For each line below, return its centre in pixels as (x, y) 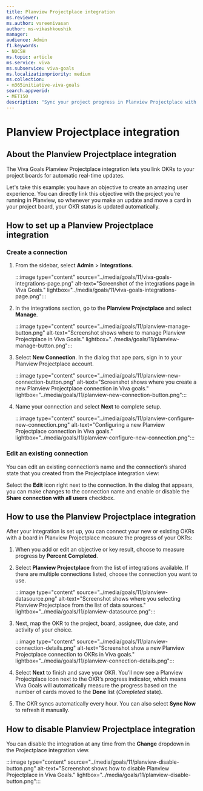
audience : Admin (27, 40)
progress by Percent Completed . (56, 556)
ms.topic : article (29, 57)
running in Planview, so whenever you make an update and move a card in (99, 200)
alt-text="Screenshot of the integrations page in (135, 284)
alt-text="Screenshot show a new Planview (131, 648)
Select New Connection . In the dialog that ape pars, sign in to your (98, 358)
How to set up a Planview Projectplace (80, 226)
